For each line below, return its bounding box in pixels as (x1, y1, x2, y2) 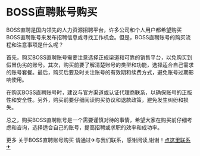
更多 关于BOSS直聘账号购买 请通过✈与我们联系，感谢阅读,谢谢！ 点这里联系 (6, 136, 191, 143)
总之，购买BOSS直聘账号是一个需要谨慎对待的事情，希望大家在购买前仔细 (6, 116, 187, 123)
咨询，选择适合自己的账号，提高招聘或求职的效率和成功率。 (16, 123, 162, 131)
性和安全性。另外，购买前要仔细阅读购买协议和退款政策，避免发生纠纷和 (6, 96, 183, 103)
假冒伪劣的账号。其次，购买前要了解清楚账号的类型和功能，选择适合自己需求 (6, 61, 194, 68)
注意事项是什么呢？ (16, 41, 64, 48)
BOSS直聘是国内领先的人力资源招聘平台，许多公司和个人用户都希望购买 (6, 26, 182, 33)
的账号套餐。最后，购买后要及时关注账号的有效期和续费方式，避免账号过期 (6, 68, 189, 76)
